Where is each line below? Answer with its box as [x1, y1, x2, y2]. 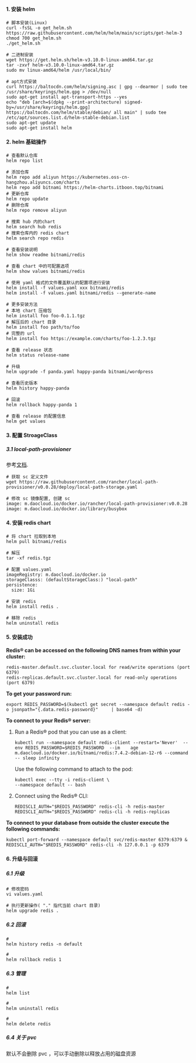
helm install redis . [6, 604, 59, 610]
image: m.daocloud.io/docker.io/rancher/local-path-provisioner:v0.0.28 [6, 501, 188, 506]
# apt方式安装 [6, 79, 37, 85]
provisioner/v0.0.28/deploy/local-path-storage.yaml [6, 484, 138, 490]
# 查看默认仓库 [6, 153, 38, 159]
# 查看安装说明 [6, 247, 38, 253]
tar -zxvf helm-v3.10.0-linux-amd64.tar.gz [6, 62, 114, 68]
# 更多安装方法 [6, 302, 38, 308]
